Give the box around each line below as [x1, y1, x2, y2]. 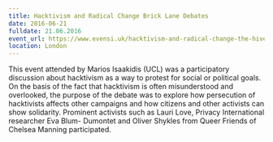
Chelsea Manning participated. [8, 125, 111, 135]
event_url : [8, 34, 45, 43]
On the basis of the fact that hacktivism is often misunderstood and [8, 82, 234, 92]
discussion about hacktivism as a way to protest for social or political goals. [8, 73, 262, 83]
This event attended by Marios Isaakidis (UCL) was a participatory [8, 64, 230, 74]
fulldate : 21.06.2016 [8, 27, 82, 35]
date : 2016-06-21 [8, 19, 67, 28]
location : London [8, 42, 67, 50]
